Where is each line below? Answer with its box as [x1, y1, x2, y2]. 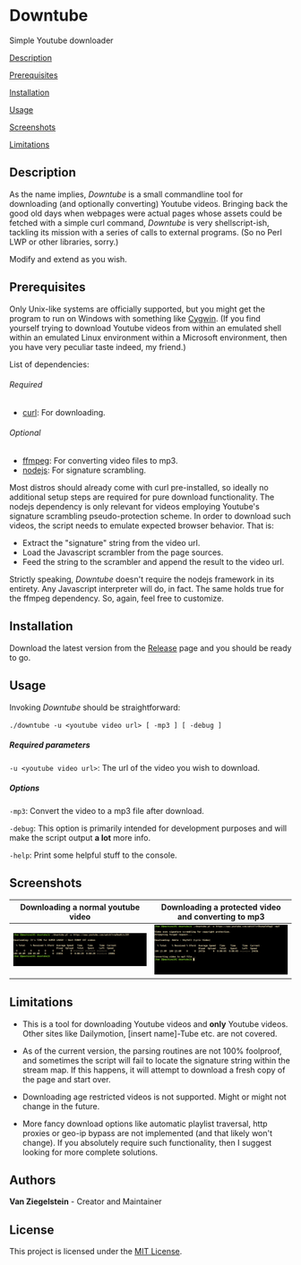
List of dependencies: [9, 359, 90, 370]
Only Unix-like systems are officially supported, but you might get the [9, 303, 266, 314]
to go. [9, 652, 31, 662]
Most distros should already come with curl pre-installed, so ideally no [9, 482, 269, 492]
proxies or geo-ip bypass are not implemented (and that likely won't [21, 1127, 273, 1138]
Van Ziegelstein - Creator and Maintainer [9, 1196, 163, 1207]
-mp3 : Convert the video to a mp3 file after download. [9, 805, 204, 816]
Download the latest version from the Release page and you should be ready [9, 642, 292, 654]
